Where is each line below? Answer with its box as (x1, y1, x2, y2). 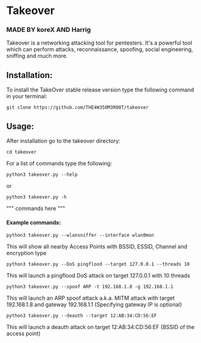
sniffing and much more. (6, 52, 68, 60)
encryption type (6, 250, 47, 257)
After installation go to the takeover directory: (6, 137, 121, 145)
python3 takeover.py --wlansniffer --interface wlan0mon (6, 233, 155, 239)
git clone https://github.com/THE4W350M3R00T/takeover (6, 104, 149, 110)
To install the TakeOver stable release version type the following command (6, 86, 194, 93)
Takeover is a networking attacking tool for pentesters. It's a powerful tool (6, 39, 192, 46)
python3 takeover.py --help (6, 171, 78, 178)
